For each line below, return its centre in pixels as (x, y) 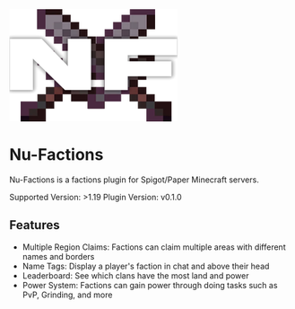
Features (35, 225)
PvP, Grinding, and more (67, 295)
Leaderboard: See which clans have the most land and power (135, 275)
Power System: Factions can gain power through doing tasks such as (150, 285)
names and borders (58, 256)
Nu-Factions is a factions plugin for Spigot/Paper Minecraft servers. (134, 180)
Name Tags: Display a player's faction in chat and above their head (146, 266)
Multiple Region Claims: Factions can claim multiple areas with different (154, 247)
